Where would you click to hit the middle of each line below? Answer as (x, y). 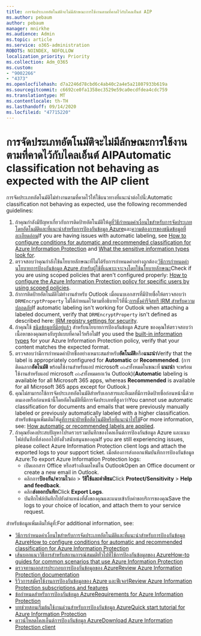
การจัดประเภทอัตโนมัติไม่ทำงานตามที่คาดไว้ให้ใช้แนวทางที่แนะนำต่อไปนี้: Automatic (89, 197)
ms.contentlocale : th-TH (37, 101)
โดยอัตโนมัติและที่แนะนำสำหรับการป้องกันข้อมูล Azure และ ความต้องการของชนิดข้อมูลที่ (100, 229)
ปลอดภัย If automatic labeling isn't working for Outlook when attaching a (102, 308)
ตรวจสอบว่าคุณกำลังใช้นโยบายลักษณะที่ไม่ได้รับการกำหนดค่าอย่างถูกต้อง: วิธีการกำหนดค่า (102, 262)
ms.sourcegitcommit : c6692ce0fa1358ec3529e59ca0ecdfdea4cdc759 (87, 90)
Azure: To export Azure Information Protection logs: (78, 459)
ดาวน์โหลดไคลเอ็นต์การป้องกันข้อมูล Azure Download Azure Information (94, 620)
